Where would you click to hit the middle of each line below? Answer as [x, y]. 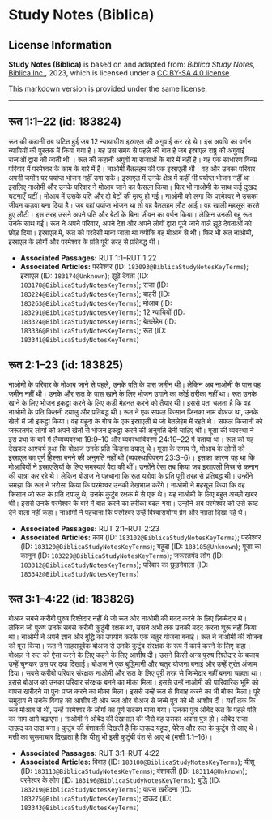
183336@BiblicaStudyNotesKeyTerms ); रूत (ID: [93, 330]
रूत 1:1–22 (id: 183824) [65, 122]
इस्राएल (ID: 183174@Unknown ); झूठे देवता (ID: [84, 275]
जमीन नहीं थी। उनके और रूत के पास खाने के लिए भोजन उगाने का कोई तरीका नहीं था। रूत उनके [133, 393]
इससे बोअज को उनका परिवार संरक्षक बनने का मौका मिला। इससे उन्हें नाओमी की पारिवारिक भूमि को [134, 682]
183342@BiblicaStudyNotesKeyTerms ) [79, 573]
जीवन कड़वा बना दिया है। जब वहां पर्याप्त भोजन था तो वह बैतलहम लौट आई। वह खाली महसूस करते [134, 205]
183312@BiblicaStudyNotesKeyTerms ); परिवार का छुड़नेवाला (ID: [114, 565]
